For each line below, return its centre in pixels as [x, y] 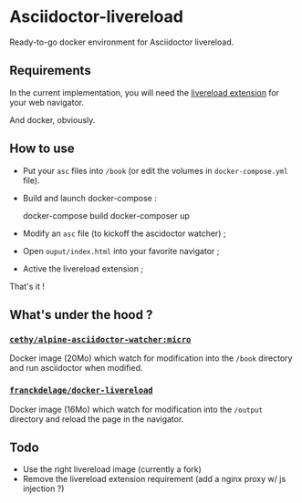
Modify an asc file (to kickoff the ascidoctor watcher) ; [124, 233]
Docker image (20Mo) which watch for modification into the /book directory [151, 358]
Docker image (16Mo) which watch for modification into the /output [136, 409]
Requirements [50, 71]
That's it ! [27, 286]
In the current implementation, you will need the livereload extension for [145, 92]
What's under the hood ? [81, 315]
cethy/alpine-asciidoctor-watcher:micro [100, 339]
